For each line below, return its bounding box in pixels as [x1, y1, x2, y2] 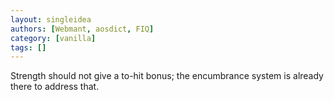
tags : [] [10, 42, 47, 53]
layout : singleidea [10, 14, 92, 25]
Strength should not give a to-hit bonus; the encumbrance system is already [10, 70, 324, 82]
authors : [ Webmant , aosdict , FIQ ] [10, 24, 155, 34]
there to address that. [10, 81, 100, 93]
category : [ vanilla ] [10, 33, 97, 43]
